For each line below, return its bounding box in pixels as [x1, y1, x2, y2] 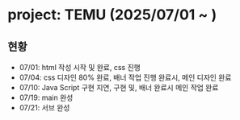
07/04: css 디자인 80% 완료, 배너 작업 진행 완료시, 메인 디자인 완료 [19, 72, 232, 82]
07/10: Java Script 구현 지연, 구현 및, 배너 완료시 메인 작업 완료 [19, 83, 219, 92]
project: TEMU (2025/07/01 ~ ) [7, 6, 217, 24]
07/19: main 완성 [19, 93, 74, 102]
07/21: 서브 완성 [19, 103, 70, 112]
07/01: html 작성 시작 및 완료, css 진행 [19, 63, 141, 72]
